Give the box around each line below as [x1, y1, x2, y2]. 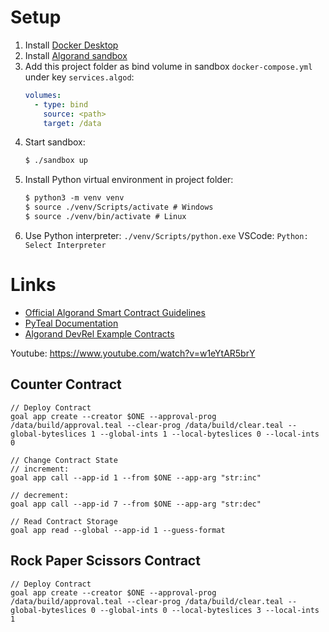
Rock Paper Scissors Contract [10, 552, 201, 570]
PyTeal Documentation [24, 317, 119, 329]
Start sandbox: [24, 136, 86, 148]
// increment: [10, 464, 70, 474]
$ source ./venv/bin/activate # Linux [24, 212, 187, 222]
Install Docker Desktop [24, 39, 119, 51]
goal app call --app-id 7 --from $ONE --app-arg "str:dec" [10, 499, 262, 509]
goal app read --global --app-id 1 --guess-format [10, 525, 226, 535]
